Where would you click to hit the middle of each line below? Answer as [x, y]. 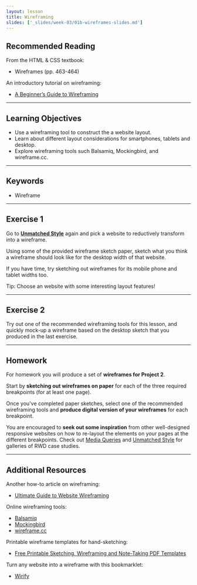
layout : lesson [25, 11]
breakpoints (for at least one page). [49, 392]
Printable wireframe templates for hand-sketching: [67, 542]
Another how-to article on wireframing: [53, 484]
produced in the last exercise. [42, 336]
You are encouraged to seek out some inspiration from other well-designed [98, 427]
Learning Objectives [44, 118]
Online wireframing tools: [36, 507]
